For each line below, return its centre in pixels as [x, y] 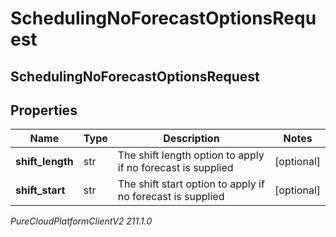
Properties [44, 110]
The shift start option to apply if [191, 184]
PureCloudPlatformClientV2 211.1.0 [81, 221]
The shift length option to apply [191, 155]
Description [191, 139]
